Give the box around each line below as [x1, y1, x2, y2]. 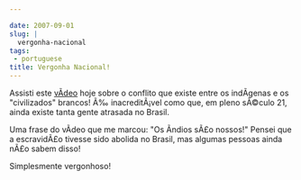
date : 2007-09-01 [9, 21, 75, 30]
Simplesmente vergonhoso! [9, 161, 111, 171]
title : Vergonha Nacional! [9, 63, 111, 72]
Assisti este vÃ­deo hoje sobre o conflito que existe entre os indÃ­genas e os [9, 87, 289, 98]
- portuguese [13, 55, 63, 64]
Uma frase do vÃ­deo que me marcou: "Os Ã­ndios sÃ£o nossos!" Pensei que [9, 124, 292, 135]
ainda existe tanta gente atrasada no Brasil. [9, 107, 169, 117]
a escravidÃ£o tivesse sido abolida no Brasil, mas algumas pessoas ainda [9, 134, 283, 144]
